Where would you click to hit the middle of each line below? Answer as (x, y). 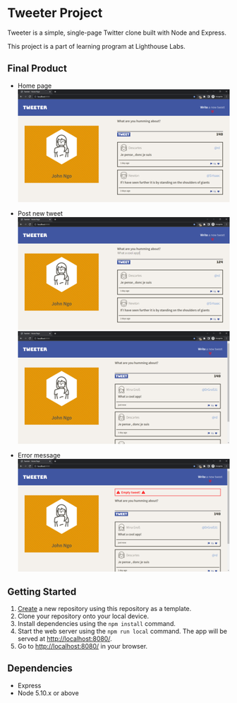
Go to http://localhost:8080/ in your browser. (83, 646)
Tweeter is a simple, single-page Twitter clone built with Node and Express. (117, 33)
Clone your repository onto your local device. (83, 616)
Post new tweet (40, 213)
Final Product (37, 69)
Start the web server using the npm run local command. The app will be (122, 631)
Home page (35, 86)
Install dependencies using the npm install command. (97, 623)
